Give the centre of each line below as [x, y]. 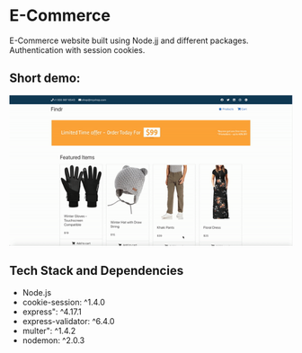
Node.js [37, 292]
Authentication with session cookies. [77, 49]
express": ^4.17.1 [52, 312]
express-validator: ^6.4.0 [68, 321]
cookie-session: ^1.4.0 [64, 302]
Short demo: [45, 79]
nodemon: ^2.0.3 [53, 340]
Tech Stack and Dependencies [97, 271]
